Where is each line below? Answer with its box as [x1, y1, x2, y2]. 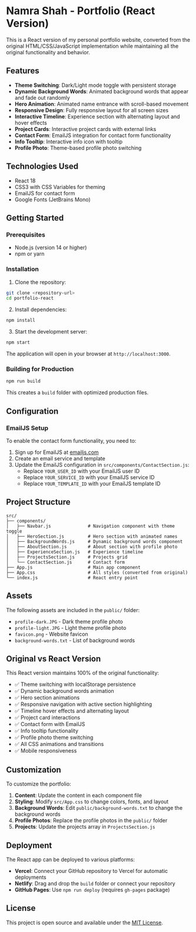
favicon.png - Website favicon [14, 630, 88, 637]
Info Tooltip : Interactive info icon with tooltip [14, 138, 122, 145]
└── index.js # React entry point [6, 574, 138, 581]
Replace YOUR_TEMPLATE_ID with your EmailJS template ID [23, 480, 161, 487]
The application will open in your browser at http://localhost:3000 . [6, 350, 171, 358]
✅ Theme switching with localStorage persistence [14, 681, 137, 688]
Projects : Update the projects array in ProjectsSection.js [14, 823, 155, 830]
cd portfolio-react [6, 295, 54, 302]
